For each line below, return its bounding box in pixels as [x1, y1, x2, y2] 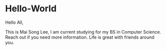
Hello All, [5, 19, 24, 25]
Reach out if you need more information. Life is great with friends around [5, 34, 155, 40]
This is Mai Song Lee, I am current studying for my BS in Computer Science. [5, 29, 161, 35]
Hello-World [5, 3, 57, 14]
